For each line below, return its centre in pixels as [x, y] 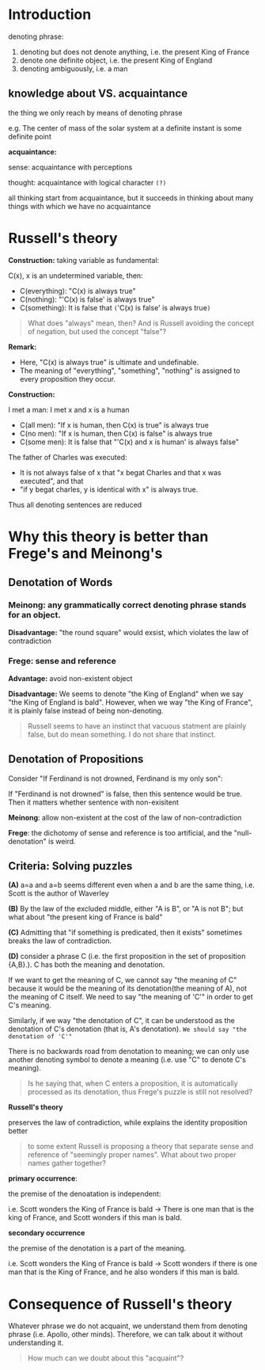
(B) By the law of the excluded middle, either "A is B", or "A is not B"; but [126, 909]
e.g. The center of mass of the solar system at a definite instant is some [125, 127]
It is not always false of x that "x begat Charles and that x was [120, 472]
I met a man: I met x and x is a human [69, 409]
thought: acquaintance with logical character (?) [87, 182]
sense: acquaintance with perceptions [70, 167]
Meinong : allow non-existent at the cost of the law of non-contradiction [125, 817]
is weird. [62, 841]
